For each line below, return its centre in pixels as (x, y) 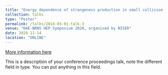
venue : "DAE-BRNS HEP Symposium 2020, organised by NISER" (68, 28)
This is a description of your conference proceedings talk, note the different (84, 61)
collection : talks (24, 14)
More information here (28, 52)
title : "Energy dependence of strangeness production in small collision (84, 10)
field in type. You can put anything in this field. (53, 67)
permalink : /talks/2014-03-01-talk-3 (45, 24)
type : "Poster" (21, 19)
